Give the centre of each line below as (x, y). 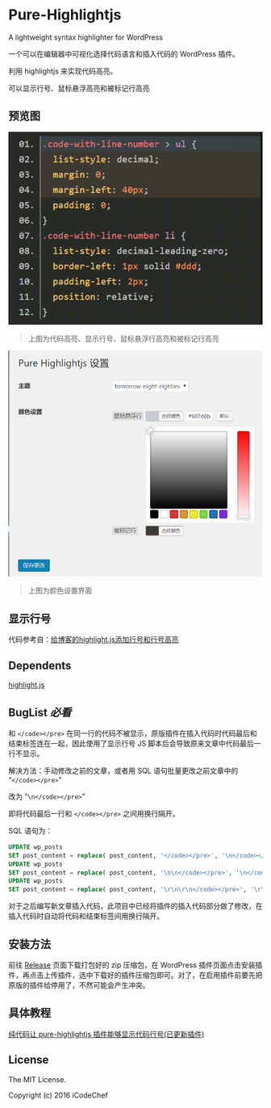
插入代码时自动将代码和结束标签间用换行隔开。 (86, 916)
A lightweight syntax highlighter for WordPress (86, 37)
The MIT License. (38, 1079)
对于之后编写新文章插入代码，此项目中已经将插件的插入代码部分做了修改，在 (135, 906)
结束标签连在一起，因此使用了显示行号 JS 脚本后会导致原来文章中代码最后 (131, 743)
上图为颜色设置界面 (60, 590)
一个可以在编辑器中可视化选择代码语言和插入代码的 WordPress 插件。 (124, 53)
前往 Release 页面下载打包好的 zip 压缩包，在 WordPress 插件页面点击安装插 (135, 965)
